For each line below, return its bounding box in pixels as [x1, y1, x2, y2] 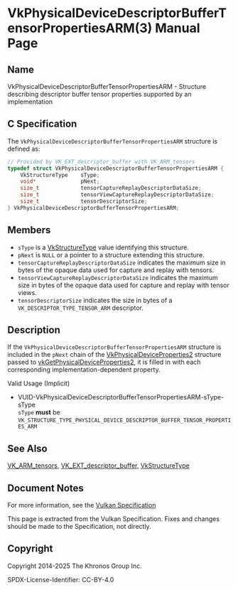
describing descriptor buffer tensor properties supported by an [7, 90, 192, 98]
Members [7, 224, 51, 236]
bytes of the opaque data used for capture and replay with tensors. [17, 265, 215, 274]
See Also [7, 442, 48, 454]
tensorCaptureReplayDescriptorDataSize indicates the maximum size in [17, 258, 226, 267]
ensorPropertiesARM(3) [7, 20, 153, 36]
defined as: [7, 144, 40, 153]
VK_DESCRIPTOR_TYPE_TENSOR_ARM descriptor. [17, 304, 144, 312]
